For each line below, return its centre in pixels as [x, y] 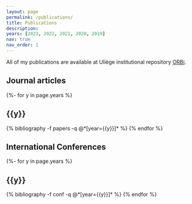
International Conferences [56, 147]
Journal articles [36, 81]
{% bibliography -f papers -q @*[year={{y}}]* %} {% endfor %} [85, 128]
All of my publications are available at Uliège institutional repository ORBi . [96, 62]
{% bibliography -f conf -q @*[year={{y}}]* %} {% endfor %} [81, 194]
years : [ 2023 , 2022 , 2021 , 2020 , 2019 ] [56, 34]
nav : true [18, 39]
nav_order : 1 [22, 45]
